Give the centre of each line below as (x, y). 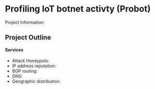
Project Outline (28, 37)
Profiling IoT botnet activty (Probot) (78, 9)
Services (14, 50)
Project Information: (25, 22)
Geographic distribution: (36, 81)
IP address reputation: (34, 66)
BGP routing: (25, 71)
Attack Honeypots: (31, 60)
